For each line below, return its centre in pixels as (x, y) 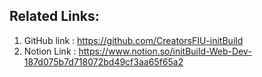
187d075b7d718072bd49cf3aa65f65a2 (103, 61)
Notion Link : (50, 51)
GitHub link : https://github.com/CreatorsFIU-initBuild (133, 40)
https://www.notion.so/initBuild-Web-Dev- (165, 51)
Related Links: (54, 16)
